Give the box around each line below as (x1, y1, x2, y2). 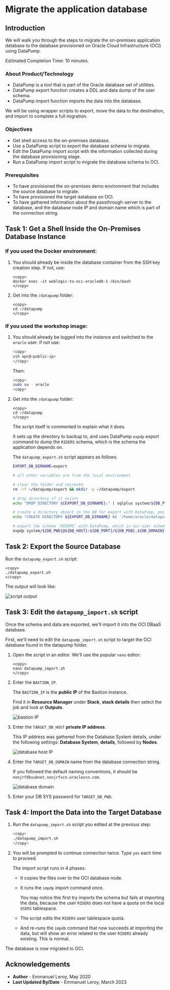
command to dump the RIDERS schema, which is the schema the (12, 439, 146, 445)
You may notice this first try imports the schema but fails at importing (20, 894, 164, 900)
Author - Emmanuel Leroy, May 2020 (12, 973, 91, 979)
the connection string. (12, 210, 59, 216)
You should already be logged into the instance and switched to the (12, 334, 153, 340)
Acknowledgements (5, 960, 70, 969)
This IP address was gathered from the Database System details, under (12, 733, 161, 740)
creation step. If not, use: (12, 264, 65, 270)
